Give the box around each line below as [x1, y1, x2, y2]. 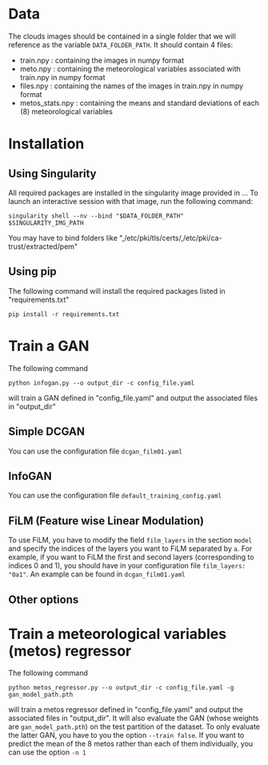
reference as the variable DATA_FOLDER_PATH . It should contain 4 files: [8, 39, 234, 49]
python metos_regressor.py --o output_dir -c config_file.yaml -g [8, 684, 234, 692]
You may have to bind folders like [8, 233, 118, 242]
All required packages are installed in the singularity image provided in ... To [8, 188, 258, 197]
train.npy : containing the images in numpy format [19, 55, 184, 65]
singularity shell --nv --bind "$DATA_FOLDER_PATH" [8, 212, 184, 220]
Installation [8, 135, 85, 153]
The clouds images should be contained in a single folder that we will [8, 31, 236, 41]
